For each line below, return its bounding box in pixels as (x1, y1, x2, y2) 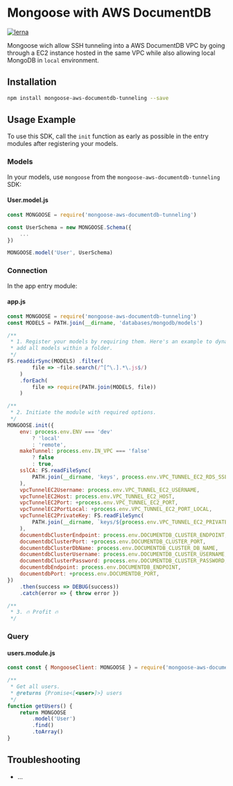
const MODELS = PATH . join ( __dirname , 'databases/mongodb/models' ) (7, 319, 203, 326)
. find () (32, 722, 54, 729)
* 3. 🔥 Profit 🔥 (10, 609, 59, 616)
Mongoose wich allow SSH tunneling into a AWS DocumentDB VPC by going (7, 41, 225, 49)
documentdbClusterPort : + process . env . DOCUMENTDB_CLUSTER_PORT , (19, 538, 207, 545)
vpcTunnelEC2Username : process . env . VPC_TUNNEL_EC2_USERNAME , (19, 486, 200, 494)
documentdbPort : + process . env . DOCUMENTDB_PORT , (19, 571, 159, 578)
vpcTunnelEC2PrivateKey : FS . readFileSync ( (19, 512, 144, 519)
